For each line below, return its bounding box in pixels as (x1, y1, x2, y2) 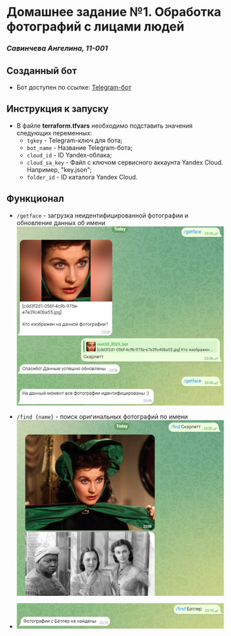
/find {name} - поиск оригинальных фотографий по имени (16, 412, 188, 421)
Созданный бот (6, 65, 77, 77)
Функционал (6, 193, 65, 204)
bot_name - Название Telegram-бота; (26, 143, 133, 152)
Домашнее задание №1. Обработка (6, 4, 221, 20)
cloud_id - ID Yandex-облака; (26, 151, 112, 159)
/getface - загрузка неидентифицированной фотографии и (16, 211, 189, 220)
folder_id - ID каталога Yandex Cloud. (26, 173, 138, 181)
